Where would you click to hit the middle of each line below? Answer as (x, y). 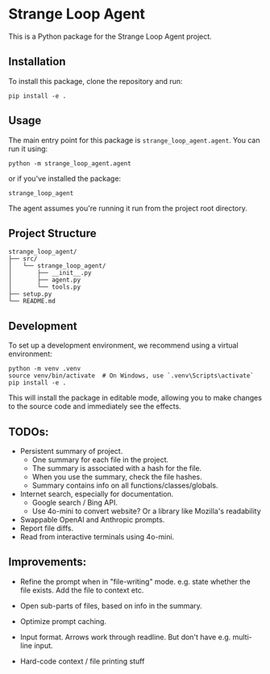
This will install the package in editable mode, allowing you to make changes (135, 398)
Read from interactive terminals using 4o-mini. (97, 537)
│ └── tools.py (45, 287)
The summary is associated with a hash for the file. (117, 468)
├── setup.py (30, 294)
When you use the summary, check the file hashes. (117, 477)
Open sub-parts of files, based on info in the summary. (111, 605)
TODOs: (29, 432)
